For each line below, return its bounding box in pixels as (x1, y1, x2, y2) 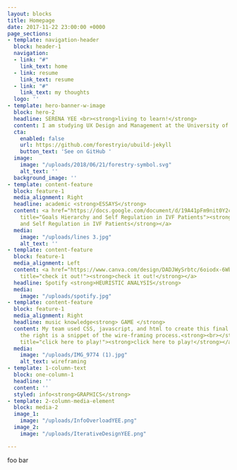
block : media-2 (13, 404, 59, 411)
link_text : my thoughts (20, 89, 90, 96)
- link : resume (13, 69, 59, 76)
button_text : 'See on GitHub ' (20, 148, 112, 155)
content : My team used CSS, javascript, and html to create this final (13, 325, 229, 332)
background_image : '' (13, 174, 78, 181)
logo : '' (13, 96, 39, 103)
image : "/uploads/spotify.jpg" (20, 292, 112, 300)
